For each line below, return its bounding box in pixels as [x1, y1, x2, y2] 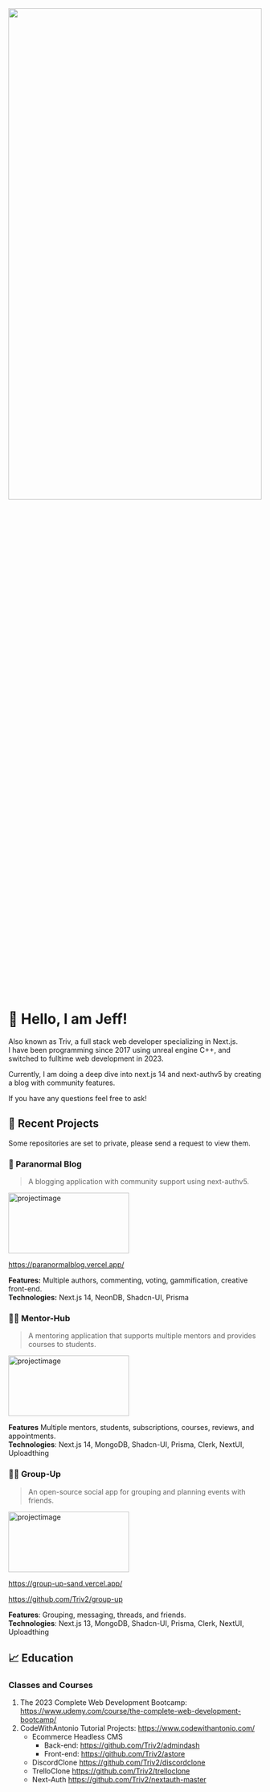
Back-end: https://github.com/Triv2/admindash [43, 1740, 200, 1750]
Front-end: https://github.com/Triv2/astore [43, 1749, 186, 1759]
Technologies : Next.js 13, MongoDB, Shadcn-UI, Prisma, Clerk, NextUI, [8, 1618, 244, 1628]
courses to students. [27, 1340, 96, 1349]
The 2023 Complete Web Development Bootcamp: [19, 1698, 187, 1707]
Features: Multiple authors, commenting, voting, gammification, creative [8, 1275, 248, 1285]
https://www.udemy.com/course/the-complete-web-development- [19, 1707, 241, 1716]
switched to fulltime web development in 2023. [8, 1054, 164, 1063]
